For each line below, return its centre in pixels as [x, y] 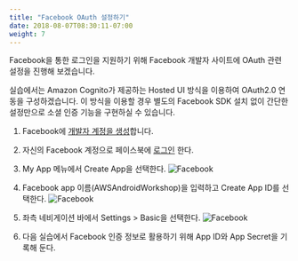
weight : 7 [28, 34]
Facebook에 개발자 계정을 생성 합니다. [88, 131]
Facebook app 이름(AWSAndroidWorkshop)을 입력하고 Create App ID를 [151, 188]
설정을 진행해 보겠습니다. [52, 71]
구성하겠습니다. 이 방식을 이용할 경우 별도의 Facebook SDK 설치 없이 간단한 [157, 101]
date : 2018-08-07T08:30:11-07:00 [71, 26]
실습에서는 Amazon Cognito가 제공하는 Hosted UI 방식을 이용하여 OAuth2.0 [143, 91]
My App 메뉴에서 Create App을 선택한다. [94, 169]
